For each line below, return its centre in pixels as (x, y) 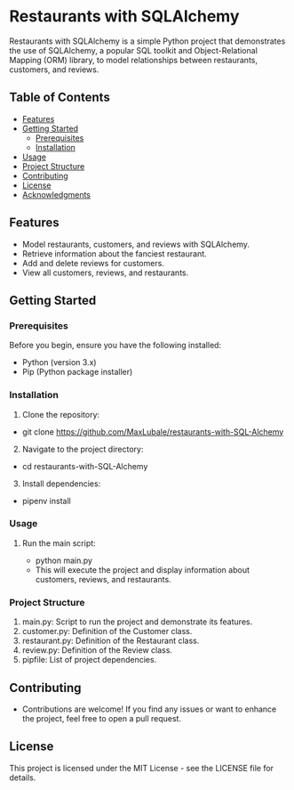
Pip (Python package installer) (77, 372)
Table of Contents (60, 98)
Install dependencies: (61, 484)
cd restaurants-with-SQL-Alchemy (85, 466)
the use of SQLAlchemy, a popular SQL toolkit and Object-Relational (133, 50)
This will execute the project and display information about (143, 570)
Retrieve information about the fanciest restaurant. (114, 253)
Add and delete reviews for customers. (93, 263)
